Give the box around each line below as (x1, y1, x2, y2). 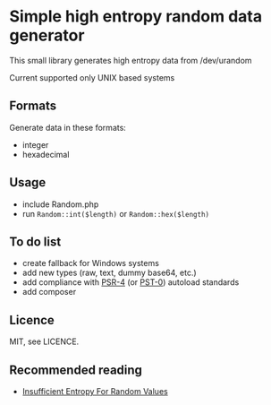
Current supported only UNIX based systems (9, 72, 175, 82)
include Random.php (21, 199, 99, 210)
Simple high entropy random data (9, 6, 262, 27)
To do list (9, 234, 62, 249)
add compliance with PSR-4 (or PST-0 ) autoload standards (21, 277, 240, 288)
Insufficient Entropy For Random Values (21, 386, 168, 396)
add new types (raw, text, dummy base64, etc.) (21, 267, 197, 279)
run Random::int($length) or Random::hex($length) (21, 208, 210, 219)
